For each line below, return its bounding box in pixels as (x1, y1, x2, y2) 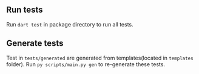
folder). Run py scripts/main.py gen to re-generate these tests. (6, 60, 166, 68)
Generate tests (6, 39, 64, 49)
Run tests (6, 5, 43, 15)
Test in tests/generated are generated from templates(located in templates (6, 54, 194, 61)
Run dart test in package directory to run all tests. (6, 20, 133, 28)
